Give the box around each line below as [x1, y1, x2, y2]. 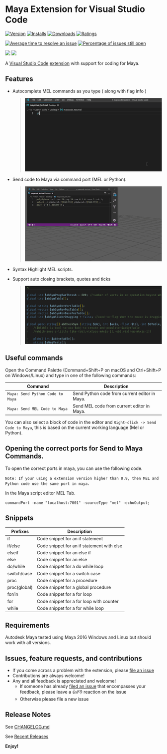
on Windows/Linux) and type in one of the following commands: [5, 372, 136, 378]
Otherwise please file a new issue [19, 696, 89, 702]
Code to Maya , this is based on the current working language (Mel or [5, 424, 144, 430]
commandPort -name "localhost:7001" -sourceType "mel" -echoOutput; [5, 500, 150, 505]
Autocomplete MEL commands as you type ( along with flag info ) [12, 88, 147, 94]
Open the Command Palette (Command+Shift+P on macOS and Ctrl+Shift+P [5, 367, 162, 373]
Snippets [5, 514, 34, 522]
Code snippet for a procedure [37, 577, 98, 583]
